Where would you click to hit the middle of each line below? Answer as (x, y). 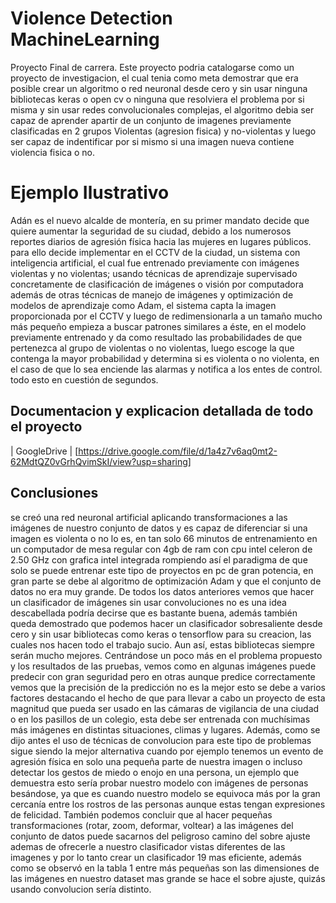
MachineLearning (85, 39)
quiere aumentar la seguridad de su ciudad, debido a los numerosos (151, 231)
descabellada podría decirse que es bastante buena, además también (154, 613)
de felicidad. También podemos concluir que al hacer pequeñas (141, 814)
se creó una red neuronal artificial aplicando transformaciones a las (149, 517)
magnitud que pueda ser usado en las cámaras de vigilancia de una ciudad (165, 708)
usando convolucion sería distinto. (81, 889)
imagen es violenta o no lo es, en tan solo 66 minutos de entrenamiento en (164, 538)
